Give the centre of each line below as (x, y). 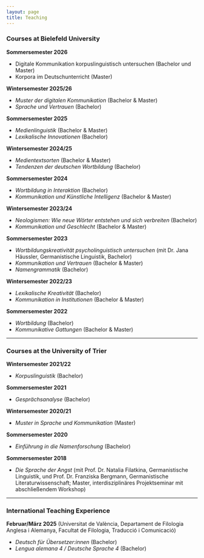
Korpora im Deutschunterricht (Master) (64, 77)
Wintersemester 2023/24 (39, 208)
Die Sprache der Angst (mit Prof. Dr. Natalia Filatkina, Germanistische (101, 470)
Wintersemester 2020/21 (39, 411)
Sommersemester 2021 (36, 388)
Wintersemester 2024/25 (39, 148)
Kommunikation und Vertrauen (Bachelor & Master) (79, 263)
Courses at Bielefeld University (53, 39)
